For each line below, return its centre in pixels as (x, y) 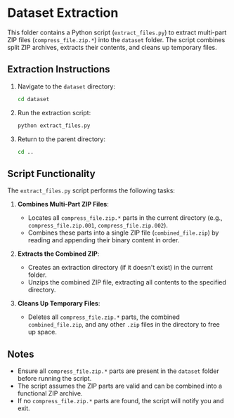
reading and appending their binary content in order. (104, 240)
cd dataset (33, 99)
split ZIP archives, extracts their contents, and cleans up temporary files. (112, 47)
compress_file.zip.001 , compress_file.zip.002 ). (98, 226)
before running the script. (54, 378)
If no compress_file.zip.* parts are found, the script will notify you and (121, 401)
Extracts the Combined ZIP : (58, 254)
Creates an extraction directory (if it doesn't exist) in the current (120, 268)
